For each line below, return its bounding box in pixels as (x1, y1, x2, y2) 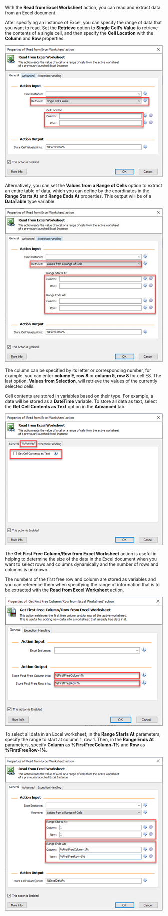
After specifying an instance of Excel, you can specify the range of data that (5, 20, 162, 25)
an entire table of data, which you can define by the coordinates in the (5, 188, 150, 194)
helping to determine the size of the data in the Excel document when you (5, 556, 157, 562)
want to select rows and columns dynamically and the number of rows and (5, 561, 159, 567)
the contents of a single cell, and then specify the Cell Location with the (5, 30, 154, 36)
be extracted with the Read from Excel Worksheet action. (5, 587, 124, 593)
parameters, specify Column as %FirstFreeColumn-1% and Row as (5, 742, 145, 748)
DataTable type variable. (5, 198, 56, 204)
